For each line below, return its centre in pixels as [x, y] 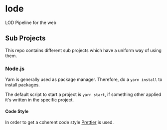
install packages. [22, 85]
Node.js [15, 68]
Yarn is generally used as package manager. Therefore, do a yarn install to [84, 79]
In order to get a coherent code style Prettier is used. [59, 122]
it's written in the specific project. [39, 100]
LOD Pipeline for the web [31, 22]
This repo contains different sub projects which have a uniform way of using [83, 50]
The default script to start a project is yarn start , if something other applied [83, 94]
